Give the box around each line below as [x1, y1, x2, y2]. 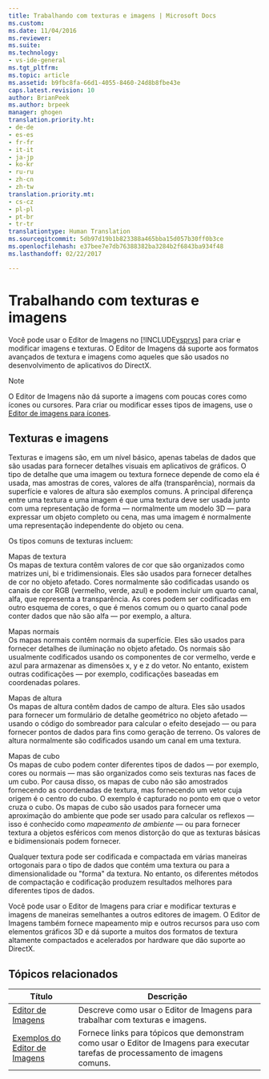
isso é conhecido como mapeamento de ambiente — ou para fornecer [8, 820, 241, 829]
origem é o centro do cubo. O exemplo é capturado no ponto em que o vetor [8, 794, 261, 804]
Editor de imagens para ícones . [8, 408, 111, 418]
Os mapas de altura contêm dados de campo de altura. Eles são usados [8, 702, 246, 712]
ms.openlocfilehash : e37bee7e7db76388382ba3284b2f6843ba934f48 [8, 243, 224, 251]
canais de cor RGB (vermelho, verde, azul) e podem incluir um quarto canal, [8, 586, 259, 596]
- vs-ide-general [8, 57, 66, 65]
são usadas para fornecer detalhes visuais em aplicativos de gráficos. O [8, 461, 247, 471]
